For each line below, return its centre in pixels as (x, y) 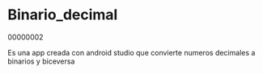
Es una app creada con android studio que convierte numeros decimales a (131, 52)
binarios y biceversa (41, 61)
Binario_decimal (63, 15)
